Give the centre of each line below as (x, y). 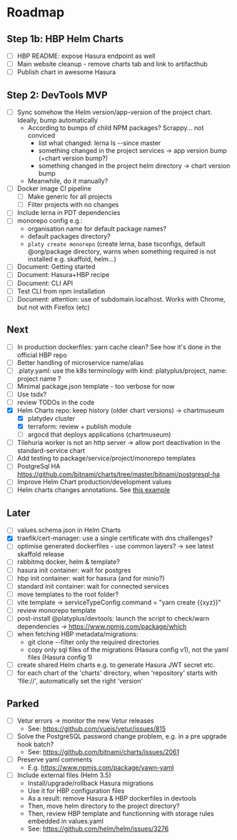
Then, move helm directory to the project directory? (104, 806)
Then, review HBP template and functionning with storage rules (121, 814)
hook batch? (35, 744)
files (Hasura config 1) (60, 657)
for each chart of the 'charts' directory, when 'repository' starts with (117, 673)
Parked (23, 703)
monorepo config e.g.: (50, 221)
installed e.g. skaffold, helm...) (72, 259)
